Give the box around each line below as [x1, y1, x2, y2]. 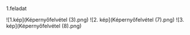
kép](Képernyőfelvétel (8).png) [6, 23, 82, 29]
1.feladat [6, 5, 27, 12]
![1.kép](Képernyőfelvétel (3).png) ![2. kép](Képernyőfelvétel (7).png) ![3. [6, 16, 185, 23]
